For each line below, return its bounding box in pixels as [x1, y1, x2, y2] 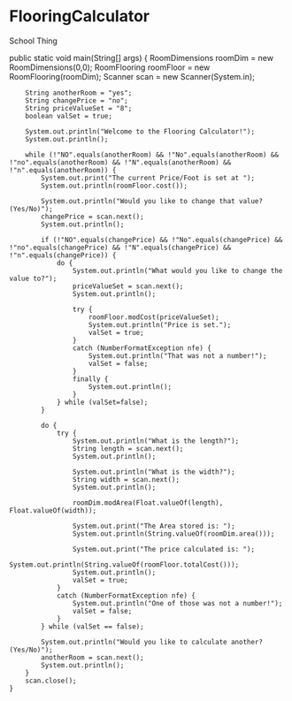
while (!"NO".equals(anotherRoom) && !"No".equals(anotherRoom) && [25, 150, 279, 159]
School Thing [9, 35, 58, 46]
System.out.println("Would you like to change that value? [41, 196, 264, 205]
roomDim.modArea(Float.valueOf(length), [72, 498, 224, 507]
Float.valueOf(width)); [9, 506, 97, 514]
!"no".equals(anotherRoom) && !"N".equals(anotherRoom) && [9, 157, 232, 167]
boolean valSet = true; [25, 111, 113, 120]
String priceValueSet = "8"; [25, 103, 133, 112]
